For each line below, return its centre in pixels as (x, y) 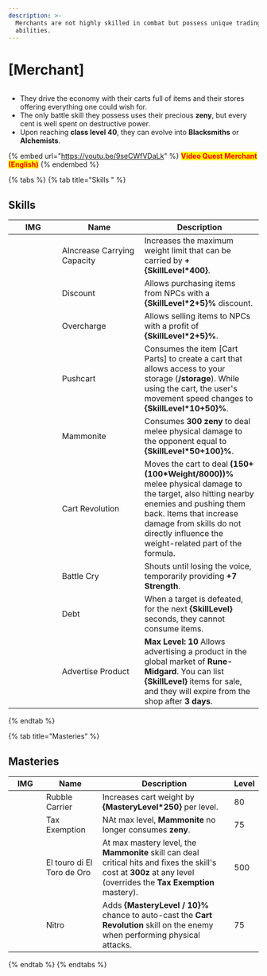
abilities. (33, 30)
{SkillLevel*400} (176, 271)
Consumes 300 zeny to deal (197, 422)
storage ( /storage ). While (192, 379)
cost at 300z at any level (148, 872)
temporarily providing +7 (190, 577)
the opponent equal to (186, 442)
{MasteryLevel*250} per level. (160, 807)
